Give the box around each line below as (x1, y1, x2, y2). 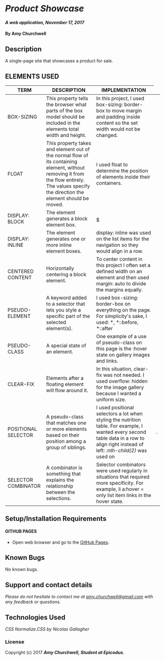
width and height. (46, 132, 86, 138)
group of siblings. (46, 444, 87, 450)
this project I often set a (96, 262, 151, 268)
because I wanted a (96, 390, 141, 396)
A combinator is (46, 464, 82, 471)
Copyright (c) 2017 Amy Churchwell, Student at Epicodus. (5, 650, 125, 656)
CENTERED (7, 268, 34, 275)
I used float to (96, 161, 128, 168)
